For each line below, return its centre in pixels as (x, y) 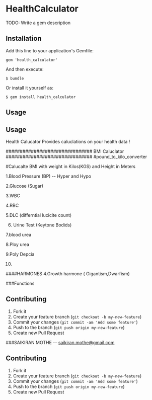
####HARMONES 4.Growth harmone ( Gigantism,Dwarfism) (68, 273)
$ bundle (15, 78)
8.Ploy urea (18, 244)
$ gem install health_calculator (41, 97)
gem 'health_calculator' (32, 60)
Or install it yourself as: (29, 88)
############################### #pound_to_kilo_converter (77, 156)
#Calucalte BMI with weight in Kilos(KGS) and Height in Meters (71, 166)
